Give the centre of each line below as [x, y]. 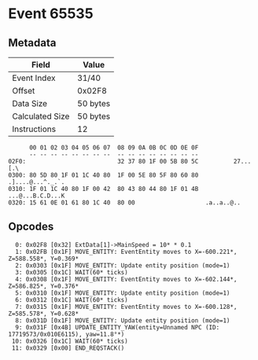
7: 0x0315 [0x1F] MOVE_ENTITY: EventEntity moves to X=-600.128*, [126, 307]
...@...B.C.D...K [37, 196]
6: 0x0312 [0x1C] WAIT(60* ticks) [72, 299]
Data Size [30, 103]
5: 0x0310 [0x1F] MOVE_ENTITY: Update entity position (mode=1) [123, 293]
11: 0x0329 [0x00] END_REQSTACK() [68, 348]
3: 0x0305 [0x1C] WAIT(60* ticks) [72, 272]
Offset [24, 91]
